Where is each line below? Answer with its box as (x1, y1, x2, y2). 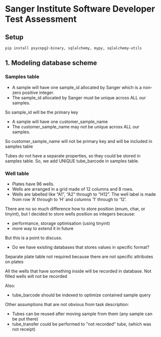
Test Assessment (5, 14, 77, 25)
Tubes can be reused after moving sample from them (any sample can (12, 311, 153, 317)
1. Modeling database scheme (5, 59, 97, 67)
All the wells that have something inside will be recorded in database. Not (5, 268, 152, 274)
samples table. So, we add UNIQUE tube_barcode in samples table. (5, 158, 139, 164)
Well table (5, 170, 29, 177)
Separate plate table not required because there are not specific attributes (5, 253, 154, 260)
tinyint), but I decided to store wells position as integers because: (5, 211, 135, 216)
